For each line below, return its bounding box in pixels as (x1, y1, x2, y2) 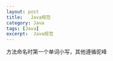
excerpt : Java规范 (6, 31, 54, 37)
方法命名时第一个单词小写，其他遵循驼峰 (6, 48, 107, 56)
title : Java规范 (6, 14, 51, 20)
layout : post (6, 8, 39, 15)
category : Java (6, 20, 45, 26)
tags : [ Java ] (6, 25, 39, 32)
